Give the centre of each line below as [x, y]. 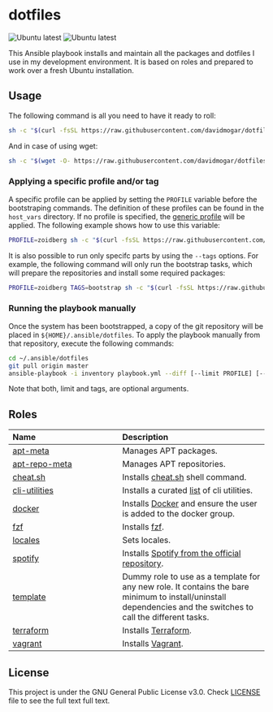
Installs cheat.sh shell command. [184, 477]
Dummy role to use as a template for [191, 576]
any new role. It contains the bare [186, 587]
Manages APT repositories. [174, 464]
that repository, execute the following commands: [91, 343]
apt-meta [31, 451]
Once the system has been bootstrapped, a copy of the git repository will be [136, 326]
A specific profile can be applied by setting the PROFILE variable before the [133, 199]
